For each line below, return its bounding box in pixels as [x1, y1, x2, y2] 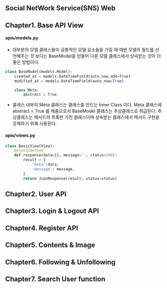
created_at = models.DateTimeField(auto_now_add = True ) [14, 73, 131, 79]
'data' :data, [31, 162, 59, 167]
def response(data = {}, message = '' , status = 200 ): [14, 152, 117, 158]
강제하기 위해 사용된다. [12, 120, 57, 126]
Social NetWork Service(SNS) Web [5, 4, 116, 12]
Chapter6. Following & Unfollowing [5, 257, 116, 266]
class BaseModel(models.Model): [5, 69, 72, 74]
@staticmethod [14, 148, 43, 153]
